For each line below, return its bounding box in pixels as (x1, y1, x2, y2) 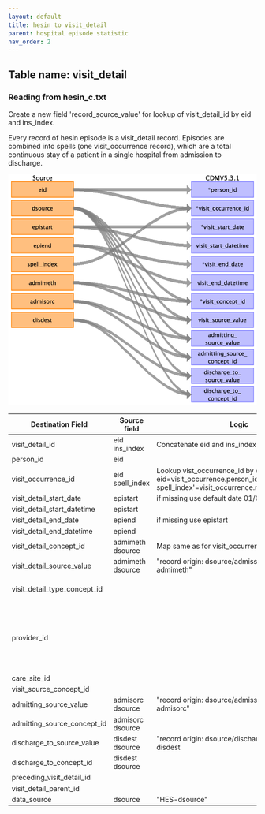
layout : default (8, 13, 62, 21)
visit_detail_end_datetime (11, 526, 93, 536)
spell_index (113, 478, 150, 488)
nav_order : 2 (8, 38, 51, 46)
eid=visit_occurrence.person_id (156, 474, 259, 484)
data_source (11, 794, 52, 804)
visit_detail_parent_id (11, 783, 80, 793)
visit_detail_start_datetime (11, 505, 96, 514)
